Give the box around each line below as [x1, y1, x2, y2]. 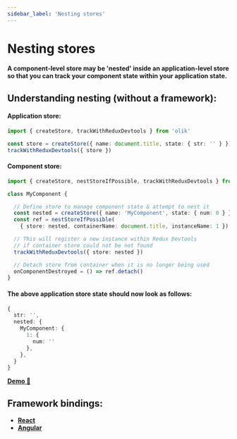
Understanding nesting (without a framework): [7, 92, 217, 104]
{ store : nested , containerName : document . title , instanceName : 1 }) [20, 223, 229, 230]
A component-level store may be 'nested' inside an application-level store [7, 64, 229, 73]
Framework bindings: [7, 397, 104, 409]
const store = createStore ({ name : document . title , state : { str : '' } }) [7, 140, 232, 147]
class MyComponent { [7, 190, 68, 197]
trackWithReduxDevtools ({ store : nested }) [13, 248, 143, 256]
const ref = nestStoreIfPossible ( [13, 216, 115, 223]
